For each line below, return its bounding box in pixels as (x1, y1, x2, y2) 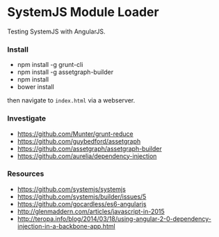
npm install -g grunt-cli (17, 61, 83, 69)
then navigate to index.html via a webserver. (7, 96, 136, 105)
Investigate (7, 114, 47, 123)
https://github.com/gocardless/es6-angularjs (17, 199, 147, 208)
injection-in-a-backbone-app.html (17, 222, 116, 230)
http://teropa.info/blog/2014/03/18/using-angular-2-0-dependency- (17, 214, 212, 223)
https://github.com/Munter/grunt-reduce (17, 130, 133, 138)
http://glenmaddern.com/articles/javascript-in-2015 (17, 207, 165, 215)
